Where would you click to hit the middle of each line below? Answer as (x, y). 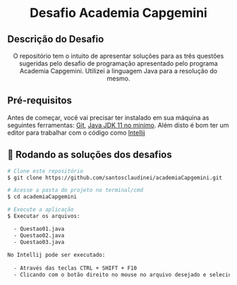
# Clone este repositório (45, 171)
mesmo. (119, 78)
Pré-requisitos (40, 101)
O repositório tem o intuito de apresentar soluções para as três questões (119, 56)
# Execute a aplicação (41, 210)
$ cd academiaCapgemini (42, 197)
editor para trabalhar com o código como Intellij (77, 133)
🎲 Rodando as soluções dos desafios (90, 155)
